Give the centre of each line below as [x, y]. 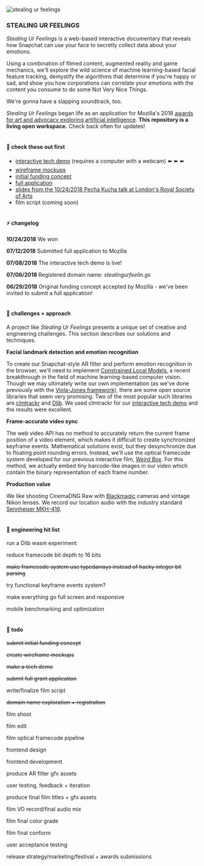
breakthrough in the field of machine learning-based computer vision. [94, 377]
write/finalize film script [36, 691]
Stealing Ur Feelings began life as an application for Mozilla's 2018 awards [100, 113]
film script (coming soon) [47, 202]
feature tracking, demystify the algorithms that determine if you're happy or [101, 77]
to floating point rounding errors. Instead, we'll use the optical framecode [98, 453]
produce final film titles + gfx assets [51, 797]
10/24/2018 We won [32, 239]
